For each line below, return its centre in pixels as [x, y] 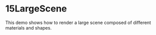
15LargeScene [36, 9]
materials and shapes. [29, 27]
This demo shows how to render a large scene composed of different [78, 22]
